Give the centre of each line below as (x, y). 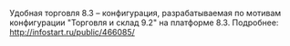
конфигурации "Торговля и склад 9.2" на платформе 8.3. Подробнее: (144, 23)
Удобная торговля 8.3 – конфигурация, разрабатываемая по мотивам (145, 13)
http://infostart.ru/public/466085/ (72, 32)
